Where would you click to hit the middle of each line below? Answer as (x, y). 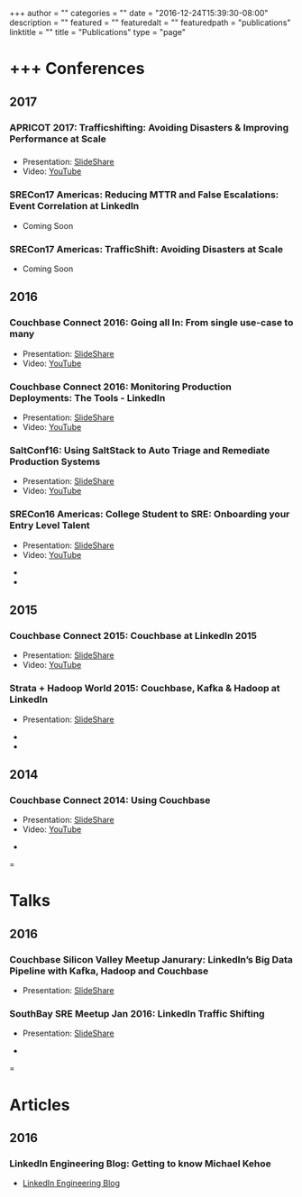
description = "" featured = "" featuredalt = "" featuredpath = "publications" (150, 23)
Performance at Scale (58, 139)
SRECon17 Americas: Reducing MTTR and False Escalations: (144, 195)
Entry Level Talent (50, 525)
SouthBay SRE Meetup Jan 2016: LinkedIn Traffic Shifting (137, 1014)
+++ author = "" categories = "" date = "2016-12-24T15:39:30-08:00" (139, 13)
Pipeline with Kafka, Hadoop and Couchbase (109, 971)
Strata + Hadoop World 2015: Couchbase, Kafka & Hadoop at (145, 689)
